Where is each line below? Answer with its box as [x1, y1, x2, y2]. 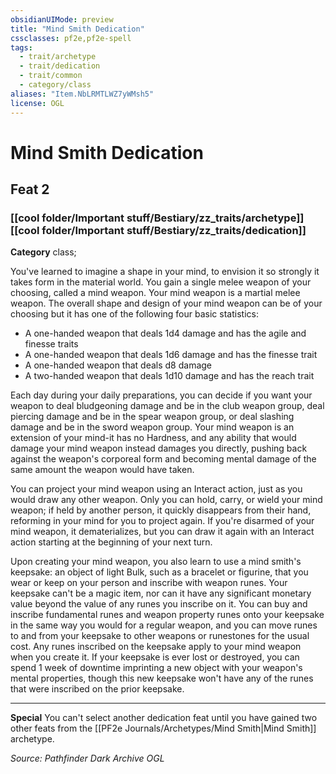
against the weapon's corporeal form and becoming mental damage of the [10, 453, 317, 465]
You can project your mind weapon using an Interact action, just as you [10, 483, 303, 495]
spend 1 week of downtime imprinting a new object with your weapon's [10, 662, 303, 674]
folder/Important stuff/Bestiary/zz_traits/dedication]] [41, 224, 307, 237]
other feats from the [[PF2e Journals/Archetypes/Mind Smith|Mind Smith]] [10, 722, 317, 735]
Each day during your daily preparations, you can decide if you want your [10, 389, 313, 401]
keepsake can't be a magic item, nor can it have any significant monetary [10, 587, 312, 600]
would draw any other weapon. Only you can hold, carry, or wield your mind [10, 494, 323, 506]
